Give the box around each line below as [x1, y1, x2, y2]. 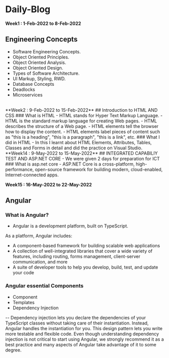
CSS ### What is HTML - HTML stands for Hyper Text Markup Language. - [5, 112, 163, 118]
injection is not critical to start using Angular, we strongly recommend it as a [5, 336, 164, 342]
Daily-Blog [5, 4, 51, 15]
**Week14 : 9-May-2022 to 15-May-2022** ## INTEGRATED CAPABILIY [5, 150, 158, 156]
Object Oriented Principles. [12, 54, 70, 60]
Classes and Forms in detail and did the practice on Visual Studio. [5, 145, 143, 151]
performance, [5, 166, 34, 172]
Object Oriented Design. [12, 64, 63, 71]
